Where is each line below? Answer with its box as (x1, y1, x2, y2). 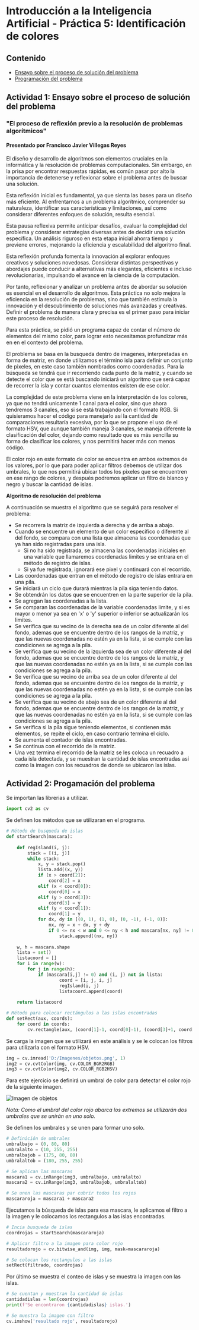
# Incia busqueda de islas (6, 1224, 73, 1231)
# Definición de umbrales (6, 1136, 70, 1142)
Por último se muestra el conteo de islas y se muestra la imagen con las (6, 1273, 181, 1280)
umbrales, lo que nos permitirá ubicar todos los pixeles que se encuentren (6, 468, 188, 475)
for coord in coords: (17, 1021, 70, 1027)
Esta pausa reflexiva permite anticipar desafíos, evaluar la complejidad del (6, 222, 188, 229)
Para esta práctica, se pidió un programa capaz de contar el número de (6, 326, 181, 333)
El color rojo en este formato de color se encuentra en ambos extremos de (6, 455, 188, 462)
